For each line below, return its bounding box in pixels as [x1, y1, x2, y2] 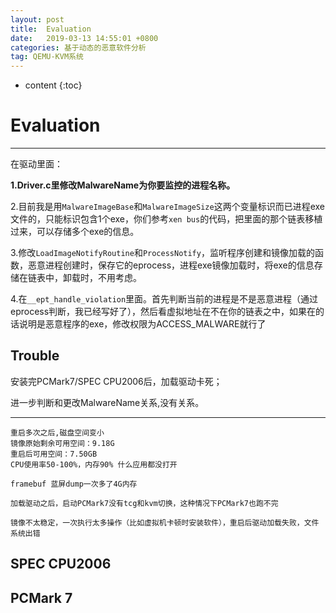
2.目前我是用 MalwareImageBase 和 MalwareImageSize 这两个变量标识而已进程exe [10, 201, 326, 213]
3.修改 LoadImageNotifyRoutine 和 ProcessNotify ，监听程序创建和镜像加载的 [10, 247, 315, 259]
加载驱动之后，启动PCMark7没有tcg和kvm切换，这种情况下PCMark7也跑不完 [10, 498, 279, 508]
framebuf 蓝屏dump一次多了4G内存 [10, 479, 138, 489]
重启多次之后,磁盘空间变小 [10, 427, 105, 438]
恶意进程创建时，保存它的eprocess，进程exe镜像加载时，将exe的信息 [27, 259, 315, 271]
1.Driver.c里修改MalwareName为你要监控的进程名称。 [10, 179, 236, 191]
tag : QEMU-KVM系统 [10, 52, 84, 62]
